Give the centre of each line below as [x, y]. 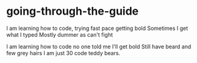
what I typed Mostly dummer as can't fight [59, 34]
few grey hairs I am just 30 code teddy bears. [63, 53]
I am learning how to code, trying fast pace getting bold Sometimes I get [97, 28]
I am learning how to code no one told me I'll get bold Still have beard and [99, 46]
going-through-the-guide [73, 11]
